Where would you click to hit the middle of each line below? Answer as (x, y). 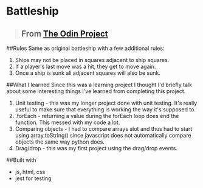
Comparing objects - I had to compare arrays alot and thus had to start (104, 129)
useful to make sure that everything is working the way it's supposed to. (105, 110)
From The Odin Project (64, 34)
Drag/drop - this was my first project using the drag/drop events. (96, 148)
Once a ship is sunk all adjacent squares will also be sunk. (88, 73)
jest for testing (33, 178)
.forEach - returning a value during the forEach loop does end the (97, 116)
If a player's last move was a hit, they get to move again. (85, 66)
